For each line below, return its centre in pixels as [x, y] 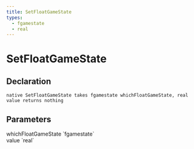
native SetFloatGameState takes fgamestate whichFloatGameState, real [97, 95]
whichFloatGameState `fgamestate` [50, 134]
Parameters [29, 119]
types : [15, 18]
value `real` [20, 140]
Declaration [29, 81]
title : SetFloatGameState [39, 12]
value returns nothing [35, 101]
